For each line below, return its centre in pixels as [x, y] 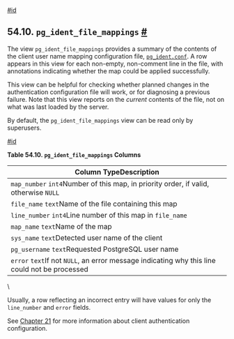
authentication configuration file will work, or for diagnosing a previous [109, 92]
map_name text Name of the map [62, 226]
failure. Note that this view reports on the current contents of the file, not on [116, 99]
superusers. [24, 128]
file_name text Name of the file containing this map [94, 204]
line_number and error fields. [49, 307]
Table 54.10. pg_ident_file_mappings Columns [74, 155]
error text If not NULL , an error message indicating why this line [113, 260]
